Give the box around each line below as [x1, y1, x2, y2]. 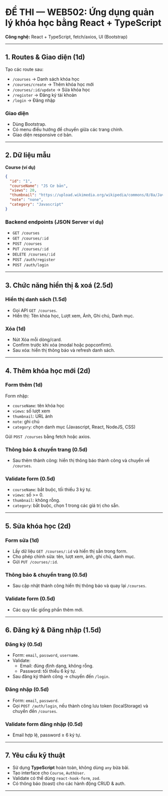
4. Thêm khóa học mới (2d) [5, 366, 91, 375]
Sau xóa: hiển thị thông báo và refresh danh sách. [12, 347, 115, 353]
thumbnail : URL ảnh [12, 413, 53, 419]
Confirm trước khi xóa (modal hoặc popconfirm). [12, 342, 112, 348]
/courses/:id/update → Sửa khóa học [12, 87, 90, 93]
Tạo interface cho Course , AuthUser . [12, 769, 85, 775]
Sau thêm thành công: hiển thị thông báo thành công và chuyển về [12, 457, 150, 463]
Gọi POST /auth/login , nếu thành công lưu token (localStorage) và [12, 703, 148, 709]
